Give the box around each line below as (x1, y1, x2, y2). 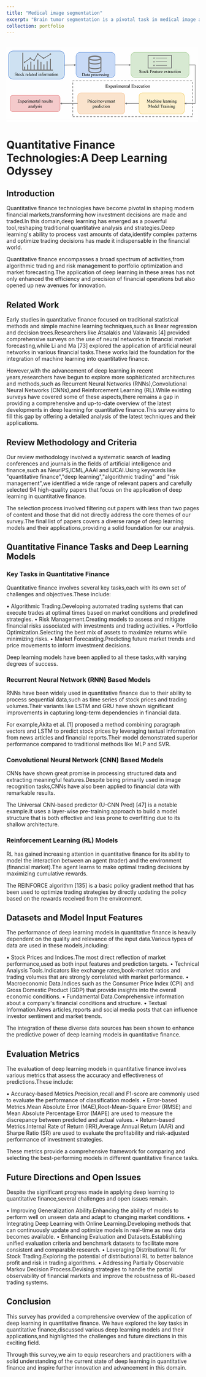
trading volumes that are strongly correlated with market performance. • (6, 973, 189, 980)
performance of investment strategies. (6, 1136, 104, 1143)
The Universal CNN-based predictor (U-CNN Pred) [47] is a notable (6, 801, 178, 808)
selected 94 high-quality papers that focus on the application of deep (6, 486, 182, 493)
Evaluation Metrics (6, 1049, 80, 1059)
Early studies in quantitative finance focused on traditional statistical (6, 316, 179, 323)
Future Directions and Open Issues (6, 1172, 142, 1183)
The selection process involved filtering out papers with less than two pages (6, 505, 199, 511)
